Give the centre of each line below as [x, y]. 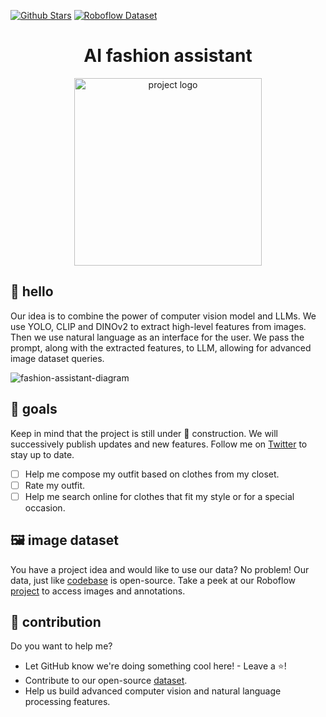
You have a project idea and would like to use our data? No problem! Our [160, 569]
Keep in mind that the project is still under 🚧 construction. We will [144, 433]
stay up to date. [42, 454]
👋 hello [32, 291]
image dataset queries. [57, 358]
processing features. [67, 702]
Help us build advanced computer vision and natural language [153, 691]
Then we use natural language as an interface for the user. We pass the [157, 337]
